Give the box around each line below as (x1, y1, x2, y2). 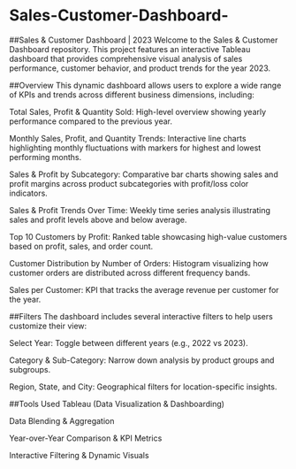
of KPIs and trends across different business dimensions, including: (9, 89, 254, 100)
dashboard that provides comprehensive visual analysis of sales (9, 53, 243, 64)
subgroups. (9, 364, 51, 374)
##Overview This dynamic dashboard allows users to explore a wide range (9, 80, 282, 90)
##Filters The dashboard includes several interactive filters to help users (9, 311, 274, 321)
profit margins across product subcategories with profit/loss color (9, 178, 249, 188)
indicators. (9, 188, 49, 198)
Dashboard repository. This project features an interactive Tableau (9, 43, 251, 54)
